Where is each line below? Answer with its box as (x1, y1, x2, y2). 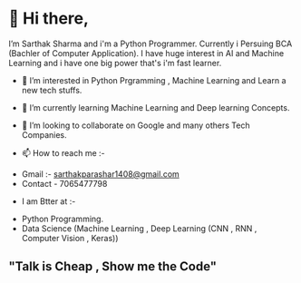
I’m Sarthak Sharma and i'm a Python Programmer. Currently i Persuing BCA (8, 38, 293, 49)
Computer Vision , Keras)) (21, 232, 119, 243)
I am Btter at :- (21, 195, 76, 207)
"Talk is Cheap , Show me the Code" (8, 259, 218, 275)
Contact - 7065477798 (21, 178, 108, 189)
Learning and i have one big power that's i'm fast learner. (8, 57, 222, 68)
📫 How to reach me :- (21, 147, 105, 158)
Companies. (21, 129, 67, 140)
